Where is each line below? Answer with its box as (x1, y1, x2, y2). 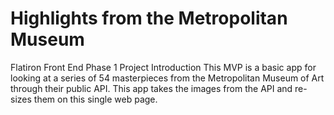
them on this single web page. (33, 93, 158, 105)
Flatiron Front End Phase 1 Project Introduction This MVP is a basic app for (10, 61, 317, 73)
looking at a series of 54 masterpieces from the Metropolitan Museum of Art (10, 72, 325, 84)
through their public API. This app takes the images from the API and (10, 82, 293, 94)
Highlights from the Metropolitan (10, 7, 288, 30)
